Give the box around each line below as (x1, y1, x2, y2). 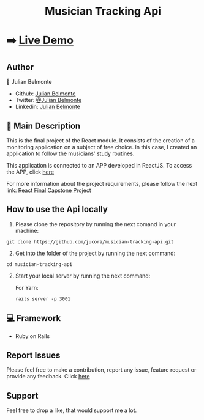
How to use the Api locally (6, 204, 108, 215)
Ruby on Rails (15, 332, 50, 340)
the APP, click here (6, 168, 54, 175)
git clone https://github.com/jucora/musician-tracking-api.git (6, 238, 174, 245)
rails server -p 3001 (15, 295, 70, 302)
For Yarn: (15, 284, 39, 291)
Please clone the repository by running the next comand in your (15, 220, 176, 227)
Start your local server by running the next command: (15, 272, 151, 279)
